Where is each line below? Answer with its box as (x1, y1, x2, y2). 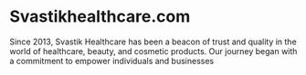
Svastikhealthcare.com (9, 6, 191, 27)
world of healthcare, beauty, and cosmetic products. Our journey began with (9, 45, 298, 56)
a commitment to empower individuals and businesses (9, 55, 215, 66)
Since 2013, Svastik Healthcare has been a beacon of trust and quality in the (9, 36, 297, 47)
